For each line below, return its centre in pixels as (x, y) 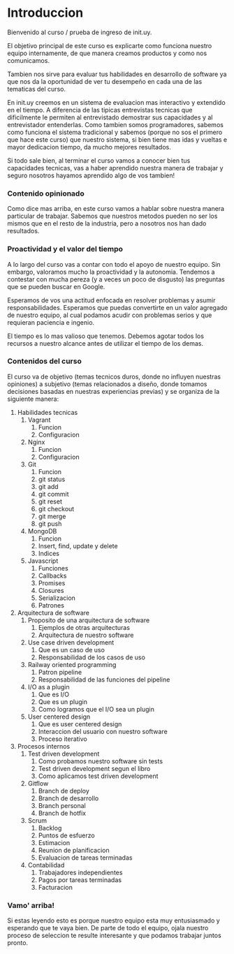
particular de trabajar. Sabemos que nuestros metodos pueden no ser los (112, 216)
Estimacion (54, 842)
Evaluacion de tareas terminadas (85, 858)
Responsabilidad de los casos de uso (92, 657)
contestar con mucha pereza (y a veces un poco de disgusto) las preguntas (116, 279)
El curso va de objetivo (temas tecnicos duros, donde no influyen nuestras (114, 376)
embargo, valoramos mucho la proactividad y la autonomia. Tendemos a (111, 272)
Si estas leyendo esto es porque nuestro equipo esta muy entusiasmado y (114, 920)
